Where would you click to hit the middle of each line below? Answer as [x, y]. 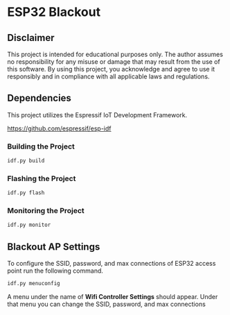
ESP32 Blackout [54, 12]
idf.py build [26, 161]
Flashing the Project [42, 178]
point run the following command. [55, 271]
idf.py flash [26, 193]
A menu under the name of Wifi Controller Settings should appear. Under [113, 297]
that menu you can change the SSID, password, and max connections [106, 304]
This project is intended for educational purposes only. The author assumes [115, 54]
